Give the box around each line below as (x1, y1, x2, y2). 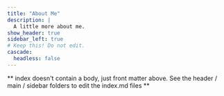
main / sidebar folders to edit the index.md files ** (7, 81, 150, 90)
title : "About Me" (7, 10, 60, 17)
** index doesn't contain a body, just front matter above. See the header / (7, 74, 217, 82)
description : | (7, 17, 51, 23)
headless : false (13, 55, 60, 62)
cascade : (7, 49, 33, 56)
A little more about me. (13, 23, 85, 30)
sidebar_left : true (7, 36, 64, 43)
